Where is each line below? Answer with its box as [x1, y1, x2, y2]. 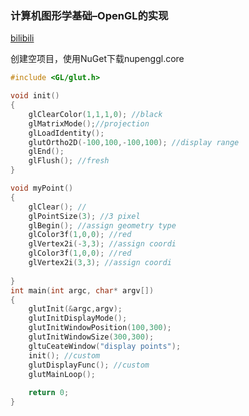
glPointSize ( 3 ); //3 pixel [28, 211, 141, 221]
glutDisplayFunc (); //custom [28, 360, 150, 370]
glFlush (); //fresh [28, 156, 110, 166]
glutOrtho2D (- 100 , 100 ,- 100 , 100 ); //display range [28, 137, 240, 147]
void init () [10, 91, 60, 101]
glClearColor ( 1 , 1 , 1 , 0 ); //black [28, 109, 163, 119]
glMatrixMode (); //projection [28, 118, 150, 129]
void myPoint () [10, 183, 74, 194]
